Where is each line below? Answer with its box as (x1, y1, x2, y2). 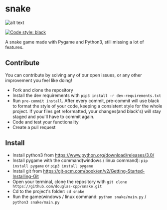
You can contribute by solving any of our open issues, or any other (5, 72, 142, 78)
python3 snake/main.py (12, 199, 60, 205)
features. (5, 44, 24, 50)
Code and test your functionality (12, 118, 79, 125)
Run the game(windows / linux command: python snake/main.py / (12, 193, 147, 199)
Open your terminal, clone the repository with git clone (12, 178, 127, 184)
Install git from (12, 168, 42, 174)
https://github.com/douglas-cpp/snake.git (12, 183, 102, 189)
